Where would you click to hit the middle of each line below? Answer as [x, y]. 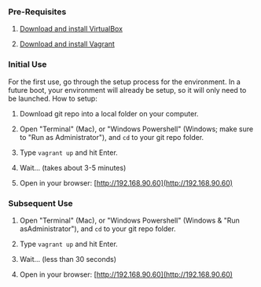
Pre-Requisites [37, 12]
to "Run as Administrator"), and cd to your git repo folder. [112, 137]
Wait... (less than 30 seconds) [68, 259]
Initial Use [28, 64]
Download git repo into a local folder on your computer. [109, 113]
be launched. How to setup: [53, 98]
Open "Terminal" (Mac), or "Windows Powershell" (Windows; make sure [136, 129]
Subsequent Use [40, 203]
